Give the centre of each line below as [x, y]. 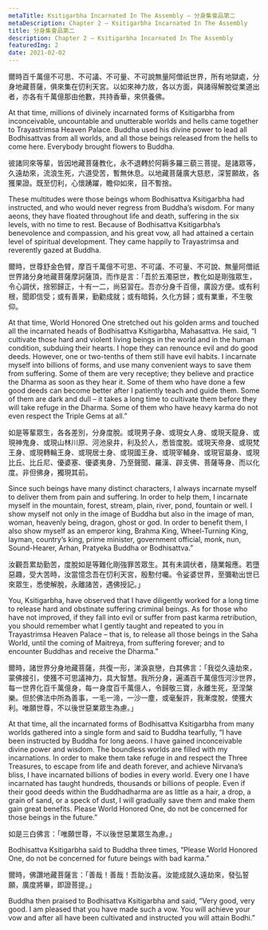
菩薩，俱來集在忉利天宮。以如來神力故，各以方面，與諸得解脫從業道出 [144, 86]
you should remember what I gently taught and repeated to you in [116, 626]
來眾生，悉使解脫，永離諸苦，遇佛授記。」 [77, 584]
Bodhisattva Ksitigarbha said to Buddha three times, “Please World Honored [133, 850]
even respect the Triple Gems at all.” [68, 416]
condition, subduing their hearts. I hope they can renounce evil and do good [133, 348]
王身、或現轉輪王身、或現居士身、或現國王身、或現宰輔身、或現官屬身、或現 [134, 452]
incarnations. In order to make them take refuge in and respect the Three [128, 758]
